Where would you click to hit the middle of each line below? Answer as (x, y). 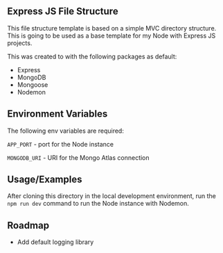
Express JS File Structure (63, 11)
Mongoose (33, 84)
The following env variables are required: (66, 131)
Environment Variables (57, 114)
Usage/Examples (45, 180)
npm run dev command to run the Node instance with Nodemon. (98, 204)
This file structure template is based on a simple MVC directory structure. (112, 28)
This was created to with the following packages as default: (92, 56)
